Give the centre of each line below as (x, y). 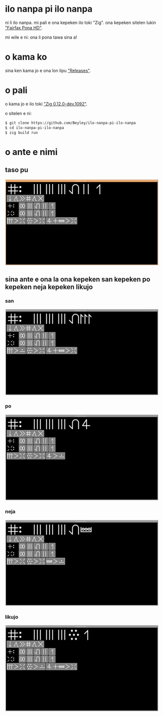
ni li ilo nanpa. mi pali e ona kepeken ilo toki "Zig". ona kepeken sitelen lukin (81, 22)
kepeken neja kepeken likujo (49, 287)
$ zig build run (21, 133)
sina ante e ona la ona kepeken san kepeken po (78, 279)
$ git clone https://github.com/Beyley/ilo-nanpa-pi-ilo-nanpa (71, 123)
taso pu (17, 170)
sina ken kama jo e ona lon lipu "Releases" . (48, 70)
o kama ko (26, 57)
